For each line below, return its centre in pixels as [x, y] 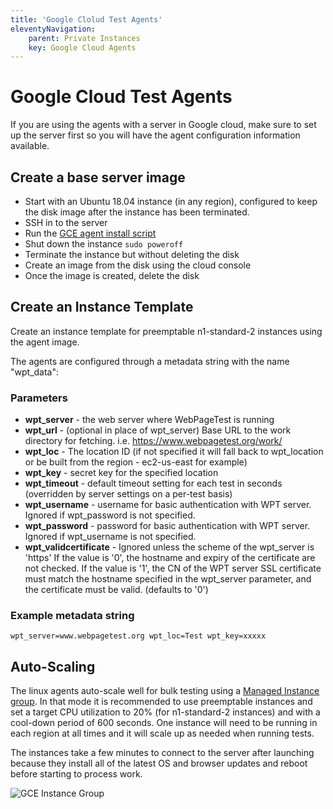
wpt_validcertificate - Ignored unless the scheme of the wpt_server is [169, 547]
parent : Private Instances [84, 38]
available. [30, 146]
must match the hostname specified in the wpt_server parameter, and [168, 579]
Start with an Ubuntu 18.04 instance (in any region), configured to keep [171, 201]
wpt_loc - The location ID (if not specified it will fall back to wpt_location [174, 452]
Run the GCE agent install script [90, 233]
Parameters [39, 398]
